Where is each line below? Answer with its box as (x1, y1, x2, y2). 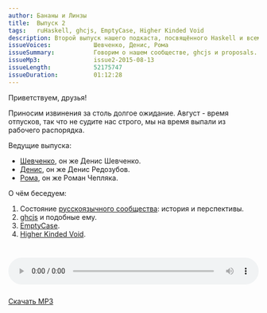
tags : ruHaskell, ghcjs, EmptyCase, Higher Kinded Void (8, 26, 204, 34)
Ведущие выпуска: (8, 140, 72, 150)
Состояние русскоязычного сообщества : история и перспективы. (19, 204, 245, 213)
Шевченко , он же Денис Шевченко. (19, 156, 141, 166)
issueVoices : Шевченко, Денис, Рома (8, 41, 169, 49)
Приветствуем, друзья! (8, 92, 87, 102)
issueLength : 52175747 (8, 64, 123, 72)
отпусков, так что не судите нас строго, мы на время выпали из (8, 116, 226, 126)
